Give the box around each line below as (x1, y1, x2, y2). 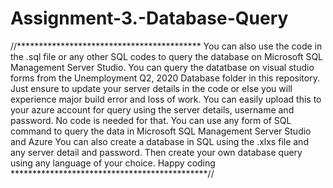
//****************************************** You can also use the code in (10, 40, 323, 52)
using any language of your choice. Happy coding (10, 157, 216, 169)
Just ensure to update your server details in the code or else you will (10, 82, 293, 94)
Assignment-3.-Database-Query (10, 7, 289, 30)
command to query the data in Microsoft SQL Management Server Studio (10, 125, 312, 137)
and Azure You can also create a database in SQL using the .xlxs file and (10, 135, 309, 147)
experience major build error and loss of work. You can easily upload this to (10, 93, 322, 105)
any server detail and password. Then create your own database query (10, 146, 303, 158)
